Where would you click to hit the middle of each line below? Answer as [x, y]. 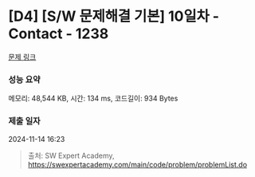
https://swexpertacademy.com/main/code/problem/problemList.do [137, 164]
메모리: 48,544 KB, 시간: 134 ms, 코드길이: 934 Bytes [93, 98]
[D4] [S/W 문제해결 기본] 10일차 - [114, 16]
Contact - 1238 [59, 34]
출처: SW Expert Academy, [71, 155]
